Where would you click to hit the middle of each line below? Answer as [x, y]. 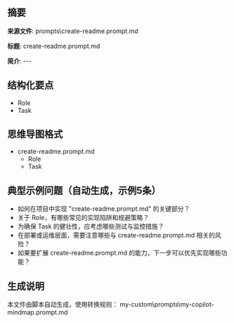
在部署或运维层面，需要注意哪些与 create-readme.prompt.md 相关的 [116, 236]
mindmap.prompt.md [38, 312]
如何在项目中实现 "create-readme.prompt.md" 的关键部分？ [104, 209]
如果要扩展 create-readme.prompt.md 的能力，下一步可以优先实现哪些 [119, 253]
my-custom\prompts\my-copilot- [167, 305]
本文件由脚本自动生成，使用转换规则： [63, 305]
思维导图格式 [35, 134]
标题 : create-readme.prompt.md [54, 46]
